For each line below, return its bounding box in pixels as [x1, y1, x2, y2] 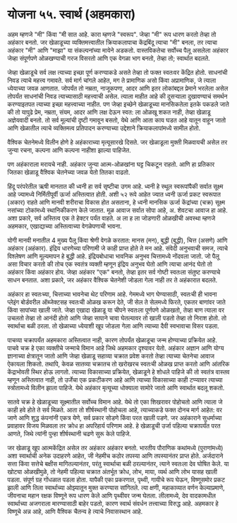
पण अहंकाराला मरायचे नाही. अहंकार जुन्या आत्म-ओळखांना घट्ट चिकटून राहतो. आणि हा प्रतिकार [7, 160, 215, 168]
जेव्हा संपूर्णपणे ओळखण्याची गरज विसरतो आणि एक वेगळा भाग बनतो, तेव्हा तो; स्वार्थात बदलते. [7, 54, 210, 62]
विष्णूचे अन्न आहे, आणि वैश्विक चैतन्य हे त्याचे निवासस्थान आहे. [7, 507, 143, 515]
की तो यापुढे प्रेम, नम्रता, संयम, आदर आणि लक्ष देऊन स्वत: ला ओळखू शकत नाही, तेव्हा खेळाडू [7, 107, 211, 116]
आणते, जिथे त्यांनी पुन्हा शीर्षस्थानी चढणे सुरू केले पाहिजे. [7, 429, 132, 437]
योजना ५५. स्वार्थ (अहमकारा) [7, 6, 136, 23]
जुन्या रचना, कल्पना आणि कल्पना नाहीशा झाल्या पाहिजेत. [7, 146, 132, 154]
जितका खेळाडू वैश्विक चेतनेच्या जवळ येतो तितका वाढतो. [7, 168, 130, 176]
